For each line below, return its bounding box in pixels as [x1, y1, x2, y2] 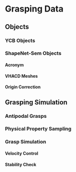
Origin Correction [5, 84, 41, 90]
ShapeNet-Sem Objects [5, 50, 62, 57]
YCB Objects [5, 37, 35, 44]
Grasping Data [5, 3, 64, 14]
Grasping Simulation [5, 98, 68, 106]
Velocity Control [5, 150, 38, 156]
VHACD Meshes [5, 73, 38, 79]
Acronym [5, 62, 24, 68]
